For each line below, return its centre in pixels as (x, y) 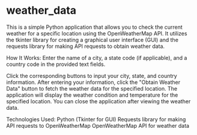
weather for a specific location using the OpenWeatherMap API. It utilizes (97, 33)
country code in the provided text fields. (56, 64)
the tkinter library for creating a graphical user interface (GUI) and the (92, 40)
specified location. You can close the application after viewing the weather (98, 101)
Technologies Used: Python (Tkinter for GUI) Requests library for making (96, 119)
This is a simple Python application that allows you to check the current (95, 27)
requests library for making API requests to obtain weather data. (86, 46)
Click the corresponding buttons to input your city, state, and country (92, 76)
